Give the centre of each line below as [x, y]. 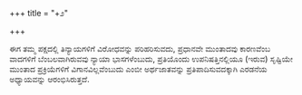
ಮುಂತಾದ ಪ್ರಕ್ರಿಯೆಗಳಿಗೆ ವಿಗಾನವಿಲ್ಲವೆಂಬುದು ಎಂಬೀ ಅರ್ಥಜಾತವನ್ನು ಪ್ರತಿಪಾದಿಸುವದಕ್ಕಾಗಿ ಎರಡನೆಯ [138, 69]
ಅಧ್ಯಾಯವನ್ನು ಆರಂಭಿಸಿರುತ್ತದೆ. [49, 79]
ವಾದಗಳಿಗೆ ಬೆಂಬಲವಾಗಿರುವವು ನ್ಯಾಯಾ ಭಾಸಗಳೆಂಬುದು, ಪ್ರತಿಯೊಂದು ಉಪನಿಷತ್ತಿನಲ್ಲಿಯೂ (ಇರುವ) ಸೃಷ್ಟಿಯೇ [151, 59]
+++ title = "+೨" [39, 13]
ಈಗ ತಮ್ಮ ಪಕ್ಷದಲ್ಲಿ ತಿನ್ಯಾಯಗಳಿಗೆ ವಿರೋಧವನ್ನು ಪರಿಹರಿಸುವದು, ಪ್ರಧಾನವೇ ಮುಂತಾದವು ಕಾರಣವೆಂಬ [140, 48]
